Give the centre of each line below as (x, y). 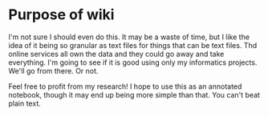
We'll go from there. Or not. (53, 70)
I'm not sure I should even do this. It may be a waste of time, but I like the (129, 37)
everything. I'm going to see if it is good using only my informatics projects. (133, 62)
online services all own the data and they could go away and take (116, 54)
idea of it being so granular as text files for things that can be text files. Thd (133, 45)
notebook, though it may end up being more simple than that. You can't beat (134, 94)
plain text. (25, 103)
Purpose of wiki (61, 15)
